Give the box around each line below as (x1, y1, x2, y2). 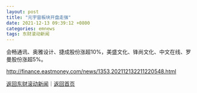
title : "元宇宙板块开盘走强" (6, 14, 71, 20)
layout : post (6, 8, 39, 15)
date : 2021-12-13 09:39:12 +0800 (6, 20, 90, 26)
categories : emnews (6, 25, 55, 32)
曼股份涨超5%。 (6, 56, 47, 63)
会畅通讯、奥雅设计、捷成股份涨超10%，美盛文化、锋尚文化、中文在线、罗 (6, 49, 192, 56)
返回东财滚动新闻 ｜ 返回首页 (6, 80, 75, 88)
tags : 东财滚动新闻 (6, 31, 50, 37)
